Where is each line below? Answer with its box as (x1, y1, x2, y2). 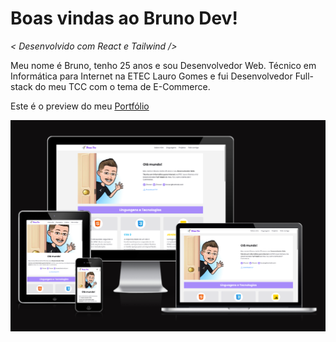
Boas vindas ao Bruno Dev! (10, 7, 238, 30)
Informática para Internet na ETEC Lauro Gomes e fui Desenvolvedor (10, 70, 293, 82)
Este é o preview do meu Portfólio (10, 100, 150, 112)
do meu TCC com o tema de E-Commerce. (34, 80, 211, 92)
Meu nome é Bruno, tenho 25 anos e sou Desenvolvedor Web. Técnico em (10, 59, 317, 71)
